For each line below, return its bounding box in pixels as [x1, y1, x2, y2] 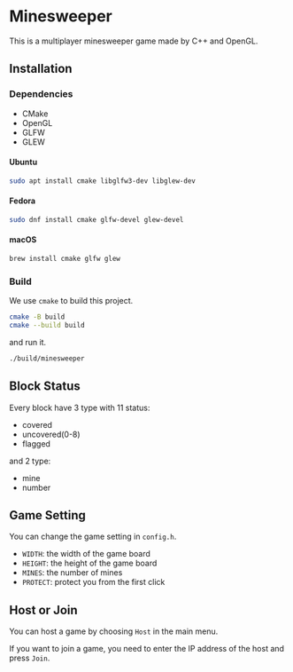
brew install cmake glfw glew [9, 254, 121, 263]
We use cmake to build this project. [9, 296, 134, 306]
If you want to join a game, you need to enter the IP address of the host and [9, 644, 285, 654]
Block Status [9, 379, 81, 394]
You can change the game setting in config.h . [9, 531, 177, 542]
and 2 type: [9, 455, 51, 466]
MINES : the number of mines [21, 567, 123, 578]
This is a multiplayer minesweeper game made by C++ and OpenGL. [9, 36, 258, 46]
